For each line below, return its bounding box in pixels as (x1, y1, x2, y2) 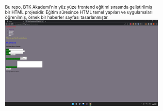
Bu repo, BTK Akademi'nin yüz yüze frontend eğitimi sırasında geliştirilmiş (5, 4, 152, 10)
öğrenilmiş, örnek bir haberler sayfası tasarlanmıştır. (5, 15, 109, 20)
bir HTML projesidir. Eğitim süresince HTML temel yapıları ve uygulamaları (5, 9, 153, 15)
